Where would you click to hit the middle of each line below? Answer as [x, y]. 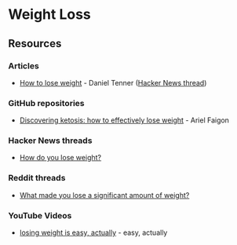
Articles [24, 66]
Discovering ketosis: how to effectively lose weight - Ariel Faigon [124, 120]
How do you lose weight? [60, 158]
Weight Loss [50, 15]
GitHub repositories [46, 103]
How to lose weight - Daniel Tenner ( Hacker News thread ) [113, 82]
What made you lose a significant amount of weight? [104, 195]
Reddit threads [37, 178]
